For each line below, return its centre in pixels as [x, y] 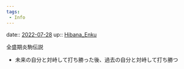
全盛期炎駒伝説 [25, 47]
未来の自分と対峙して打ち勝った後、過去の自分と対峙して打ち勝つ [97, 59]
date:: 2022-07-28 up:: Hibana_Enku [52, 34]
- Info [17, 17]
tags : [13, 12]
